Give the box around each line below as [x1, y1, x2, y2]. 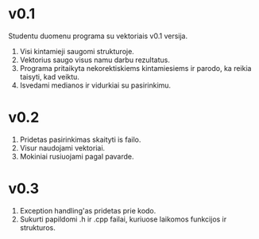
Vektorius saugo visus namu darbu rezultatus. [19, 55, 171, 65]
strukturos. [19, 222, 56, 232]
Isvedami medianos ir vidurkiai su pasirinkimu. [19, 80, 172, 90]
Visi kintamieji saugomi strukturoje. [19, 46, 135, 56]
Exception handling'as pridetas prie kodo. [19, 206, 157, 215]
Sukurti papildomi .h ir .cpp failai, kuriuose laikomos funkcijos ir [19, 214, 227, 224]
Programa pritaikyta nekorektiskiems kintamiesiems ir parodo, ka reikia [19, 63, 252, 72]
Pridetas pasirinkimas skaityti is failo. [19, 135, 141, 144]
